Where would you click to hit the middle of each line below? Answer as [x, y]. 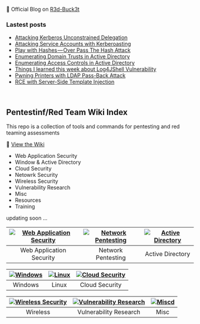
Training [25, 207]
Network [111, 250]
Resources [28, 200]
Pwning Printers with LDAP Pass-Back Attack [70, 76]
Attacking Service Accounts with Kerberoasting [73, 44]
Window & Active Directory [48, 162]
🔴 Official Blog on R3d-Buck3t [43, 9]
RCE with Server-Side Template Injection [65, 82]
